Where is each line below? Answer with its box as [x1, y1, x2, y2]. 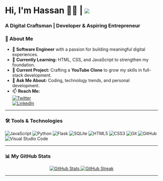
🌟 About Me [5, 36, 33, 42]
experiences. [12, 52, 38, 58]
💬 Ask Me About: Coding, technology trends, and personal [12, 78, 130, 83]
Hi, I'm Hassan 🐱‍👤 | [5, 5, 83, 16]
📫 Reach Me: [12, 88, 40, 94]
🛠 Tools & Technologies [5, 118, 63, 124]
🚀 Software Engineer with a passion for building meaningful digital [12, 46, 146, 52]
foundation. [12, 62, 35, 68]
